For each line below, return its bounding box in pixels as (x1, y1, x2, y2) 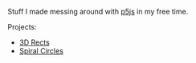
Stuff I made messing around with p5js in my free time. (7, 7, 189, 16)
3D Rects (18, 37, 50, 47)
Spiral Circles (18, 46, 63, 55)
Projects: (7, 22, 37, 31)
